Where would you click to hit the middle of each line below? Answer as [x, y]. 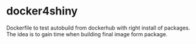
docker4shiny [42, 11]
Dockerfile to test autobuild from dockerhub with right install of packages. [98, 28]
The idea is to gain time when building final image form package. [87, 34]
